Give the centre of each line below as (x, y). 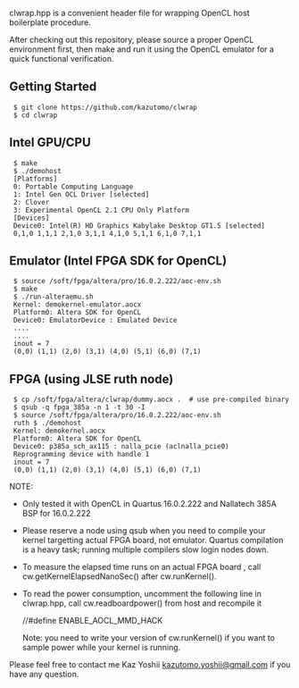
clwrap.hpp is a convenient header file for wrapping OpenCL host (129, 13)
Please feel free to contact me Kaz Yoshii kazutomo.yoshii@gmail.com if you (150, 665)
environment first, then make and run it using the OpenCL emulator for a (142, 49)
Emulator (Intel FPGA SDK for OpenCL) (118, 261)
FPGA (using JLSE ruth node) (91, 379)
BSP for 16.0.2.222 (56, 514)
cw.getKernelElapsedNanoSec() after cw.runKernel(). (119, 576)
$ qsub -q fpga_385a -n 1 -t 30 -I (79, 407)
